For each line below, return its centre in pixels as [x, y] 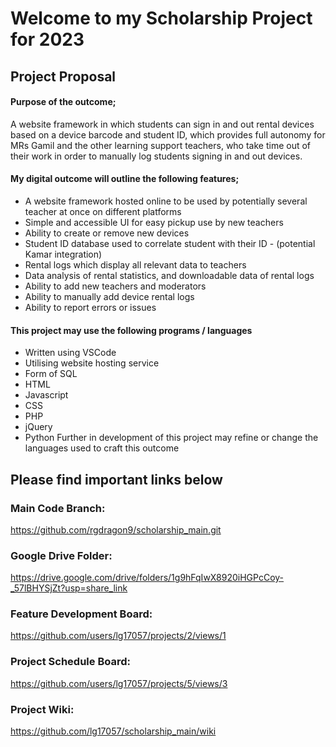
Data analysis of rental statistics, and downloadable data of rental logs [169, 275]
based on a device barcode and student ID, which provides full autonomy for [168, 134]
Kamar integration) [63, 254]
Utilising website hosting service [92, 363]
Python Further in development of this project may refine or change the [171, 438]
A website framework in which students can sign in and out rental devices [162, 124]
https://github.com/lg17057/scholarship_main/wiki [113, 731]
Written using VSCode [70, 353]
